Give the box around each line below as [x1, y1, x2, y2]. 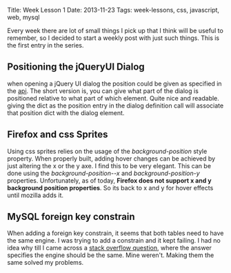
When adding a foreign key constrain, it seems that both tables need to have [7, 229, 224, 237]
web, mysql [7, 13, 40, 21]
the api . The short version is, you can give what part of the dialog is [7, 86, 199, 95]
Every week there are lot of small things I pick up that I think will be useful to [7, 27, 224, 34]
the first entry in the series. [7, 41, 84, 49]
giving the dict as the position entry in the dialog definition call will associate [7, 101, 224, 110]
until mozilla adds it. [7, 191, 64, 199]
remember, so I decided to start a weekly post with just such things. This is [7, 34, 219, 42]
